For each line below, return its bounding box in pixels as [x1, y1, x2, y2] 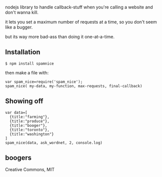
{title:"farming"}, [9, 114, 50, 119]
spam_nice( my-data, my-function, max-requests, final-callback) [5, 83, 142, 88]
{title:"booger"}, [9, 123, 48, 128]
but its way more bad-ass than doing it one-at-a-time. [5, 34, 115, 39]
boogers [5, 154, 32, 162]
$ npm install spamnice [5, 61, 54, 66]
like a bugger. [5, 24, 33, 30]
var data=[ [5, 110, 28, 115]
